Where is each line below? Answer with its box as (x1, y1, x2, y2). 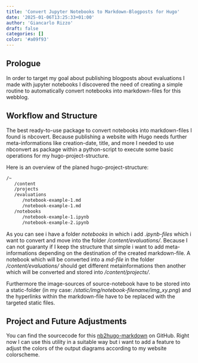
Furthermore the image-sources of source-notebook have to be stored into (6, 280, 191, 287)
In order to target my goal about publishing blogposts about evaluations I (6, 74, 185, 81)
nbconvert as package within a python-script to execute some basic (6, 146, 174, 153)
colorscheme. (6, 351, 40, 358)
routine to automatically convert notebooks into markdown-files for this (6, 87, 181, 94)
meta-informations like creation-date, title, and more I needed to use (6, 139, 174, 146)
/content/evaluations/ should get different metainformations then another (6, 262, 186, 269)
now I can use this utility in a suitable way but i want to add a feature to (6, 339, 181, 346)
